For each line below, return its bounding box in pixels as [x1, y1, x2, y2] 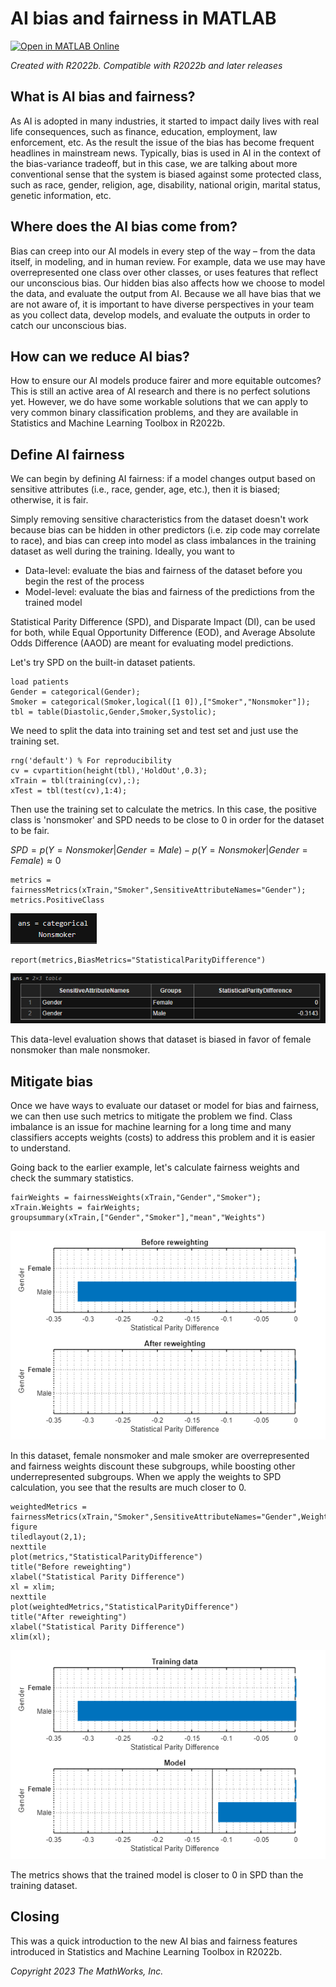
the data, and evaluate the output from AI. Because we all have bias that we [10, 287, 322, 299]
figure [10, 1522, 38, 1532]
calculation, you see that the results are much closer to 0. [10, 1482, 247, 1494]
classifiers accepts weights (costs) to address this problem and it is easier [10, 1132, 316, 1144]
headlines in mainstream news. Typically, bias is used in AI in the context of [10, 147, 322, 159]
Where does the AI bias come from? [10, 218, 238, 236]
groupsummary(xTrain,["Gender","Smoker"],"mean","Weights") [10, 1213, 267, 1223]
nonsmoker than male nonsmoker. [10, 1044, 151, 1056]
